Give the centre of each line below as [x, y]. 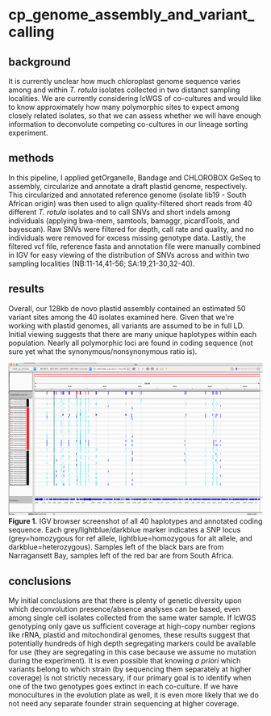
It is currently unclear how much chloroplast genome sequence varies [125, 81]
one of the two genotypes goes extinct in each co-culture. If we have [123, 687]
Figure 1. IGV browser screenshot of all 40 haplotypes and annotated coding [135, 521]
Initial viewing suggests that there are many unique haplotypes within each [132, 334]
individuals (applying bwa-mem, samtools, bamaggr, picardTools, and [124, 221]
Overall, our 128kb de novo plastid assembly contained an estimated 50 [127, 308]
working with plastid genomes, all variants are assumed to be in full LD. [126, 326]
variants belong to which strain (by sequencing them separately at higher [130, 669]
